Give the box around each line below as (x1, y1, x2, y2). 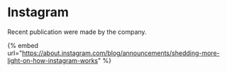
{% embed (7, 41, 39, 49)
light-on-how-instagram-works (7, 56, 98, 64)
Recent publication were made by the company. (7, 28, 147, 36)
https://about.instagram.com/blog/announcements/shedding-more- (21, 49, 220, 57)
